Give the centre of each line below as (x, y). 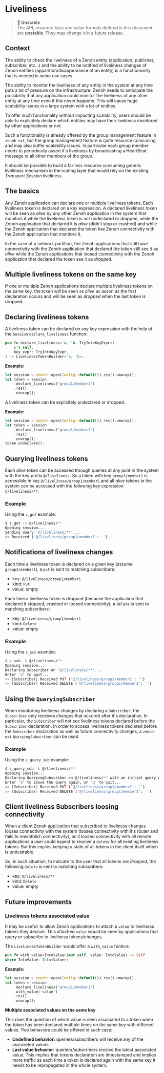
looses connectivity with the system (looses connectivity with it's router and (82, 831)
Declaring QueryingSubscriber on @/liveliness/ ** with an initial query (81, 778)
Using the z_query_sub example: (37, 760)
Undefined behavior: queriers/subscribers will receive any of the (78, 1039)
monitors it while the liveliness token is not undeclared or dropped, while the (82, 218)
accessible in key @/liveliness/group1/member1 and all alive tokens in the (79, 481)
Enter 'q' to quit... (27, 674)
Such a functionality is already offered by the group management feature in (81, 135)
